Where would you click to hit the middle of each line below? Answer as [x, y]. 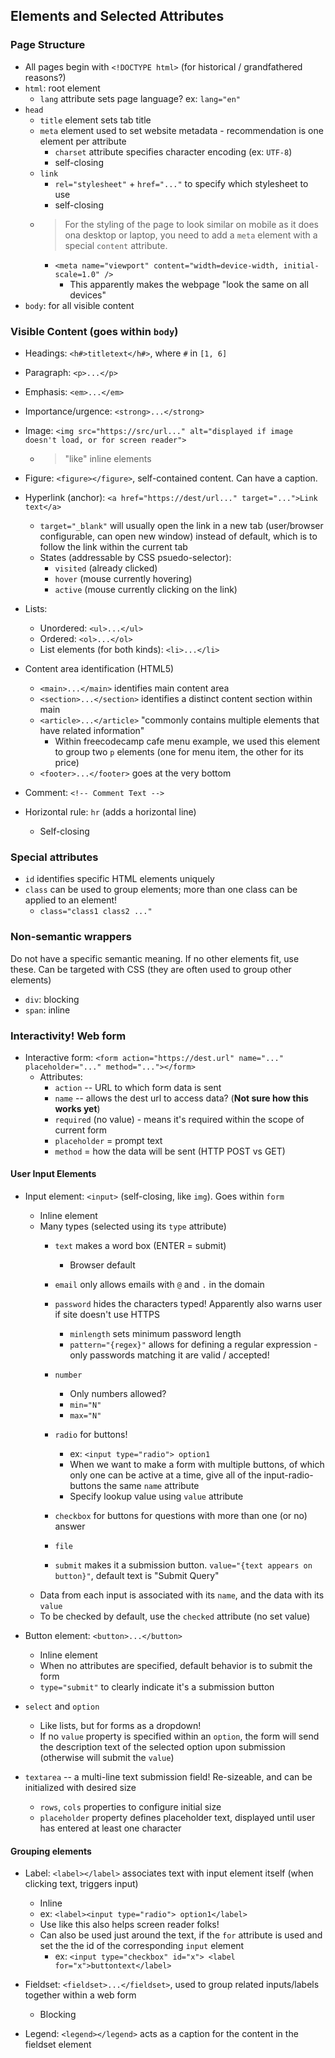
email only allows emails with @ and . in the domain [159, 1285]
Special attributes [54, 857]
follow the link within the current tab [113, 546]
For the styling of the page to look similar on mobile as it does [191, 224]
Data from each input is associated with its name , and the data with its [182, 1595]
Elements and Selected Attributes [117, 16]
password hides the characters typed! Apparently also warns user [188, 1304]
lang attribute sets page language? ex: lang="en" [140, 98]
